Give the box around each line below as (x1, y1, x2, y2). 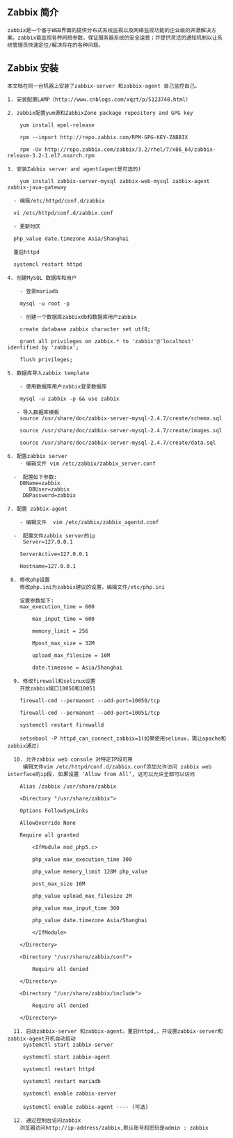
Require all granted (19, 831, 79, 839)
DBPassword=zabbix (22, 491, 77, 499)
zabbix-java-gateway (7, 184, 67, 191)
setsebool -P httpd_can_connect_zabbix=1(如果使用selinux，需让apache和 (19, 735, 227, 742)
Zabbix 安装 (7, 62, 59, 74)
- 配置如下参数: (13, 473, 58, 480)
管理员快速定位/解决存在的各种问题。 (12, 41, 104, 49)
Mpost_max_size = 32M (32, 640, 95, 647)
